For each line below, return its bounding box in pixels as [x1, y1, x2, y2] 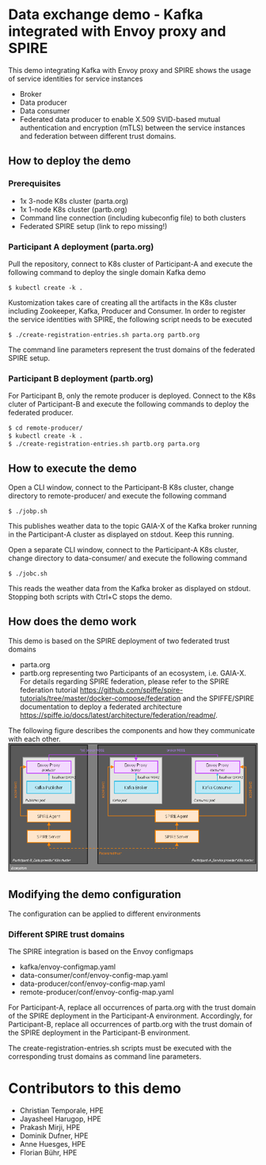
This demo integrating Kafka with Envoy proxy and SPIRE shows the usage [8, 65, 252, 74]
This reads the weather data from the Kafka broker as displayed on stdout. [8, 584, 251, 594]
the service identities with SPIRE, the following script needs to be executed [8, 315, 253, 324]
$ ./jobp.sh [8, 507, 47, 516]
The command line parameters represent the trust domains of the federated [8, 345, 256, 354]
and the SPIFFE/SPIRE [182, 693, 255, 703]
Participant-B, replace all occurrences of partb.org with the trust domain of [8, 1020, 253, 1029]
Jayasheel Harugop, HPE [19, 1114, 101, 1124]
